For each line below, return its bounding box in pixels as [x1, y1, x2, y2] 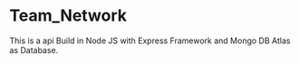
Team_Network [9, 5, 128, 26]
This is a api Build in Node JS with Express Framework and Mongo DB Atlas [9, 35, 291, 46]
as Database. [9, 44, 59, 55]
